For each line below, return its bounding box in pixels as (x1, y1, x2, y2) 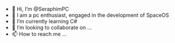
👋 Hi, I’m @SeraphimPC (11, 6, 69, 12)
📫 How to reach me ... (11, 31, 67, 37)
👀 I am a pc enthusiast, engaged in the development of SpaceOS (11, 12, 170, 19)
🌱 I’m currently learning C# (11, 18, 77, 24)
